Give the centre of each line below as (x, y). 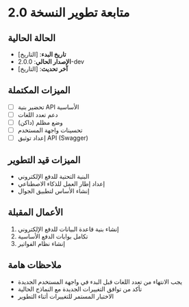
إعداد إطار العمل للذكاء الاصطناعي (61, 184)
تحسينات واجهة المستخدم (50, 130)
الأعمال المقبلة (36, 213)
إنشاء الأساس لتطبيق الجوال (53, 191)
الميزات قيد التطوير (44, 160)
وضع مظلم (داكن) (40, 122)
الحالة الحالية (32, 38)
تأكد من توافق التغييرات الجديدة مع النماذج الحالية (80, 288)
